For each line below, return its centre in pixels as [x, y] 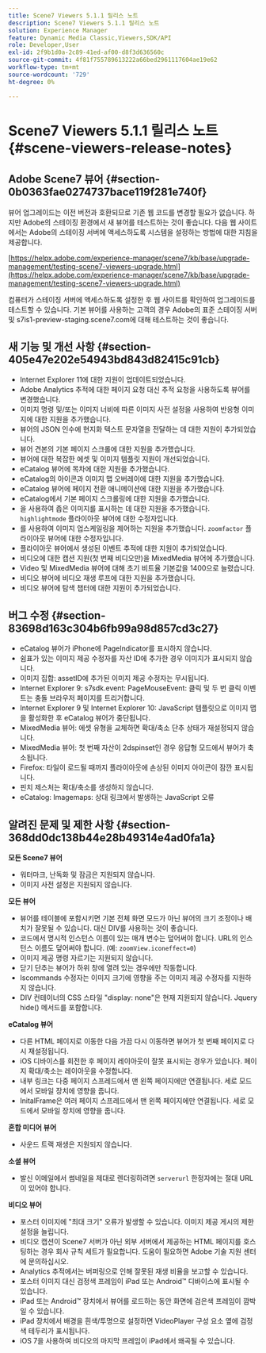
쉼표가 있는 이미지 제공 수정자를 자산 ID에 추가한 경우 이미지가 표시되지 [129, 659]
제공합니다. [25, 242]
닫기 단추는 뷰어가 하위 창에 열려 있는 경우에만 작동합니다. [108, 967]
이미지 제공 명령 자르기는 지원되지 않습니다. [86, 958]
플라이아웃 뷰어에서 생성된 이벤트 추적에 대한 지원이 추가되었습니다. [123, 548]
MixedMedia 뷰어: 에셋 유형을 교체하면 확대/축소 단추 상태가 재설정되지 [129, 728]
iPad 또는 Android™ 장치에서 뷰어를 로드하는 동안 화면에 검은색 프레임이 [130, 1301]
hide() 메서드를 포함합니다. [61, 1007]
